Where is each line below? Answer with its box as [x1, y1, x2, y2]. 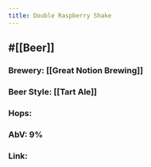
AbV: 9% [8, 129, 44, 140]
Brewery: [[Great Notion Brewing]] [8, 64, 144, 76]
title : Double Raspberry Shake [8, 11, 112, 20]
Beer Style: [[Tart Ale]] [8, 86, 98, 97]
